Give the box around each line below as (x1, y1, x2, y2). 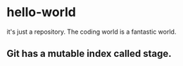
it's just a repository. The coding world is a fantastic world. (6, 27, 177, 36)
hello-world (6, 4, 77, 20)
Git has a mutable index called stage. (6, 48, 172, 60)
